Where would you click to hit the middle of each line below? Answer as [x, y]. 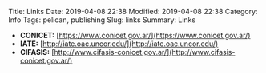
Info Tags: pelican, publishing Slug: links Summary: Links [102, 20]
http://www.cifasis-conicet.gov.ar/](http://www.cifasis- [145, 52]
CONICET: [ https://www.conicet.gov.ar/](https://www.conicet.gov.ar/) [135, 35]
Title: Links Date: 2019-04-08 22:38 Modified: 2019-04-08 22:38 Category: [133, 12]
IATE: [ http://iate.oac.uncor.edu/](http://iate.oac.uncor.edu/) [119, 44]
